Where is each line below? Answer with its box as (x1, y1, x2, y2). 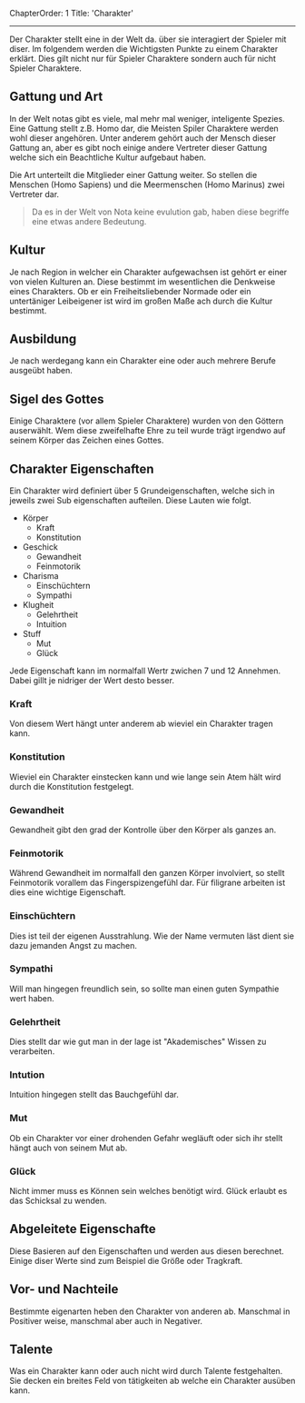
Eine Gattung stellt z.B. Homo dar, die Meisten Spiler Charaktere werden (9, 123, 279, 134)
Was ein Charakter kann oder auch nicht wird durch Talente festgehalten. (9, 1366, 283, 1377)
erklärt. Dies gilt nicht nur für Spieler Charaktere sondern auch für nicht (9, 54, 277, 64)
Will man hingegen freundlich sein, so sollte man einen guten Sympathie (9, 983, 280, 994)
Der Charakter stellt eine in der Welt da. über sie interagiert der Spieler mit (9, 34, 287, 45)
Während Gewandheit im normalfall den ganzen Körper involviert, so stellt (9, 868, 285, 879)
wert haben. (9, 992, 54, 1003)
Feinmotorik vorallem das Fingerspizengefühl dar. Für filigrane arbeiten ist (9, 877, 286, 889)
